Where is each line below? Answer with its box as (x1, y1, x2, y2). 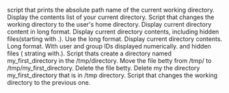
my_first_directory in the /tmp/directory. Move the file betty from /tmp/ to (7, 57, 212, 64)
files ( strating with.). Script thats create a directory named (7, 49, 172, 57)
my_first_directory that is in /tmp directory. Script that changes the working (7, 71, 217, 79)
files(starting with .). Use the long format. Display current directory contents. (7, 35, 223, 43)
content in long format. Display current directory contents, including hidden (7, 27, 219, 36)
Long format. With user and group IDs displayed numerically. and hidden (7, 42, 212, 50)
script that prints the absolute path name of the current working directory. (7, 6, 215, 14)
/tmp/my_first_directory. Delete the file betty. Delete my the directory (7, 64, 200, 72)
